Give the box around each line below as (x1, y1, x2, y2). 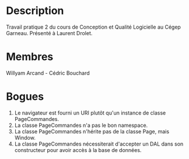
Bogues (6, 90, 44, 103)
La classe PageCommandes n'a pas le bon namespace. (14, 122, 148, 129)
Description (6, 4, 64, 18)
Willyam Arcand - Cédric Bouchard (6, 69, 90, 77)
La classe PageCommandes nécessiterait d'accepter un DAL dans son (14, 140, 184, 147)
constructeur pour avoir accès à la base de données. (14, 146, 142, 153)
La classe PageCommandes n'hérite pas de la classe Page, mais (14, 127, 170, 135)
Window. (14, 134, 36, 141)
